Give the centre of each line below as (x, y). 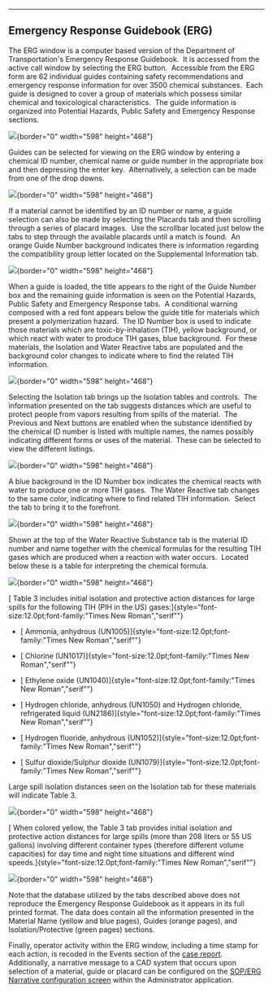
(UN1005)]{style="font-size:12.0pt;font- (164, 631)
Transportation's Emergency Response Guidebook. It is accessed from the (134, 59)
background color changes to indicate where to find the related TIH (121, 356)
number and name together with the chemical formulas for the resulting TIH (135, 548)
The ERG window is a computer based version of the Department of (122, 50)
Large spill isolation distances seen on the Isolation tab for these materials (132, 786)
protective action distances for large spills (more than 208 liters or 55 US (130, 836)
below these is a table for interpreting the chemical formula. (108, 566)
